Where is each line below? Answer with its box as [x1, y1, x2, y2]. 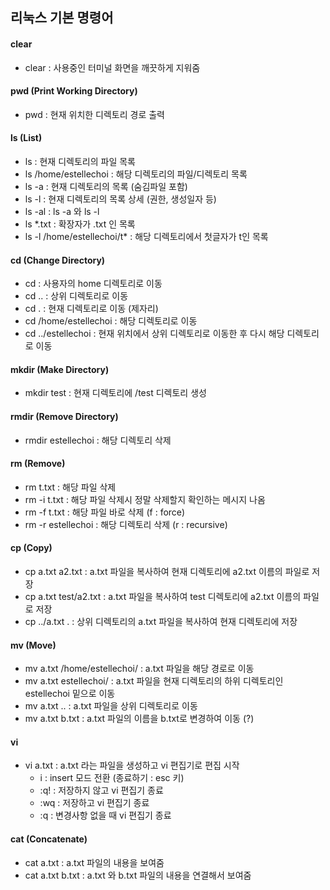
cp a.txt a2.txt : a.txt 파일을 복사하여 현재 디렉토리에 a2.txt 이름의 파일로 [24, 566, 310, 578]
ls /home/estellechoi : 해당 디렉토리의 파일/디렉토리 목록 [24, 168, 248, 180]
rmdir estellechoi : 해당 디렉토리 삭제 [24, 434, 172, 446]
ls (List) [10, 132, 43, 144]
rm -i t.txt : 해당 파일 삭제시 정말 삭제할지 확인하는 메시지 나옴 [24, 493, 266, 505]
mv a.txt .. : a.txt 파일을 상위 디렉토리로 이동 [24, 700, 198, 712]
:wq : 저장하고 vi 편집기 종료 [39, 797, 150, 809]
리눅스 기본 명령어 [10, 9, 114, 27]
